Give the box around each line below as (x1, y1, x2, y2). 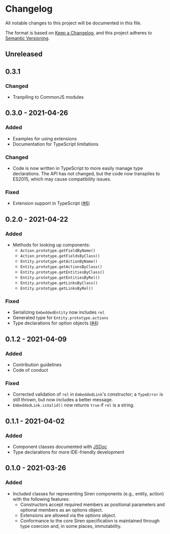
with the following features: (12, 496, 70, 502)
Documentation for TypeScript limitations (12, 141, 99, 147)
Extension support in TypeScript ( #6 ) (12, 200, 90, 206)
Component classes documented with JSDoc (12, 443, 108, 450)
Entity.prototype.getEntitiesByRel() (20, 275, 100, 280)
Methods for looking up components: (12, 242, 90, 248)
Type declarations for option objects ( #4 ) (12, 320, 99, 326)
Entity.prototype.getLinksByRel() (20, 286, 93, 291)
